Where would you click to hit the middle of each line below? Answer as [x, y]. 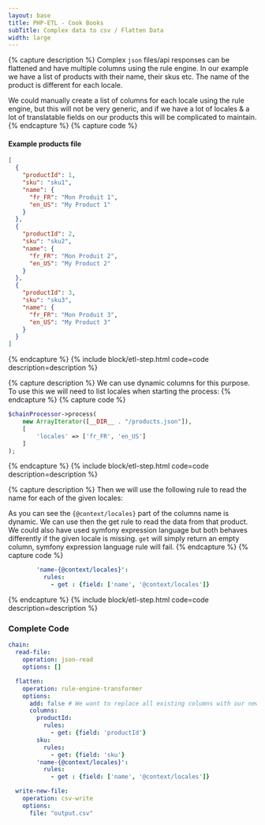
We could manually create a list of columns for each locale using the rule [126, 100]
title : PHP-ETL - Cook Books [56, 23]
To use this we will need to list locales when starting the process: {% [119, 391]
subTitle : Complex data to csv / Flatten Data [86, 30]
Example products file [45, 144]
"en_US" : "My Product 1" [70, 205]
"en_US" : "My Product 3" [70, 322]
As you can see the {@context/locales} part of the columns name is [119, 514]
